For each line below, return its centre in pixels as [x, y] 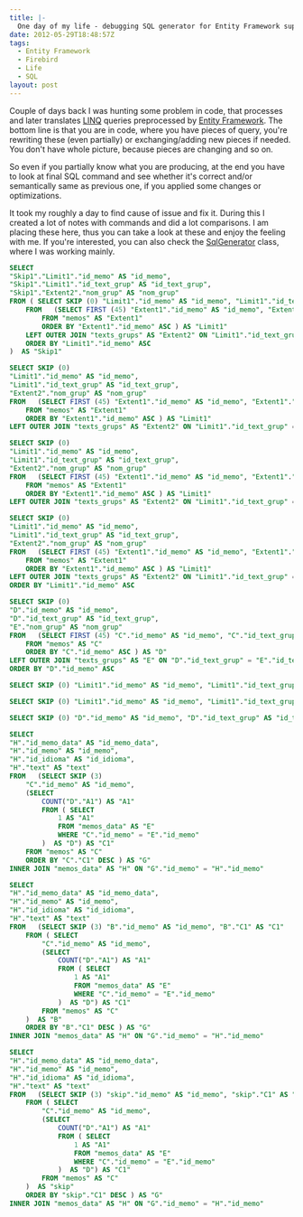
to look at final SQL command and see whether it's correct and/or [131, 176]
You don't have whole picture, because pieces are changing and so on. [141, 149]
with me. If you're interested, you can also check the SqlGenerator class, [144, 241]
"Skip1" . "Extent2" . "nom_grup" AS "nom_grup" [94, 293]
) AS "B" [44, 1019]
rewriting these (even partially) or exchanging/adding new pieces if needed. [150, 139]
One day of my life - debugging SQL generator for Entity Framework [149, 26]
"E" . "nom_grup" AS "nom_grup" [66, 627]
